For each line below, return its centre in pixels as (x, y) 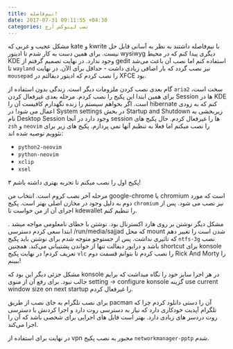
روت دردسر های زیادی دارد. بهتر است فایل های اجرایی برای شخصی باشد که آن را (113, 317)
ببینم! (15, 261)
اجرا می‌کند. (23, 325)
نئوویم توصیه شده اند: (36, 133)
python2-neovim (40, 147)
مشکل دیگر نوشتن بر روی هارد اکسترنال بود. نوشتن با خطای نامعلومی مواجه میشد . (116, 224)
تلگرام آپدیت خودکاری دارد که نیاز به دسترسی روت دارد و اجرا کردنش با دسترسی (112, 310)
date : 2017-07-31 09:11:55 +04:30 (58, 20)
